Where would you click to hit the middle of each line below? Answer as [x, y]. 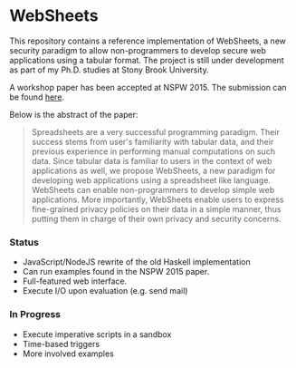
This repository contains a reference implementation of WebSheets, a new [148, 41]
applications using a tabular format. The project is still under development [147, 60]
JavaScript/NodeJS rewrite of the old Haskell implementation [136, 262]
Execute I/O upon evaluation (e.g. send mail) [105, 291]
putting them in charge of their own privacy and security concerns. [157, 218]
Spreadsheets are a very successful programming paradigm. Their [156, 131]
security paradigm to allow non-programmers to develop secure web [138, 50]
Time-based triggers [61, 344]
